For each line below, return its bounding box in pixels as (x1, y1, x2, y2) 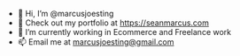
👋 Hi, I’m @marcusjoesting (17, 9, 114, 18)
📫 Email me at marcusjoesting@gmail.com (17, 37, 174, 47)
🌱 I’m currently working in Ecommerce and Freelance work (17, 27, 232, 37)
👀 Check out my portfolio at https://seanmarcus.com (17, 17, 210, 28)
